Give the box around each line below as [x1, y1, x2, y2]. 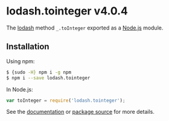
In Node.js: [6, 85, 33, 93]
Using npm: [6, 57, 35, 64]
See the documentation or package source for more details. [6, 108, 155, 116]
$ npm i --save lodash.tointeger [6, 75, 91, 81]
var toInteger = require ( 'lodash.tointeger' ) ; [6, 98, 126, 104]
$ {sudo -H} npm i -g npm [6, 69, 71, 75]
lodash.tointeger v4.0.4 [6, 4, 129, 18]
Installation [6, 42, 49, 52]
